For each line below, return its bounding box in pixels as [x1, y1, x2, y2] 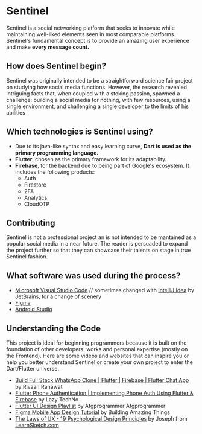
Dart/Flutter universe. [6, 365, 59, 372]
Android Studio [14, 306, 52, 313]
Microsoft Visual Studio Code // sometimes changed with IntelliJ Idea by [14, 287, 195, 294]
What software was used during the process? [6, 270, 181, 281]
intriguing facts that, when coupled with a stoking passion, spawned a [6, 89, 180, 97]
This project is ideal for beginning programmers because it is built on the [6, 339, 187, 346]
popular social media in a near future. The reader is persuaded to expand [6, 240, 188, 247]
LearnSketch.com [14, 421, 59, 429]
